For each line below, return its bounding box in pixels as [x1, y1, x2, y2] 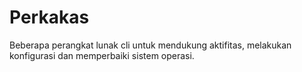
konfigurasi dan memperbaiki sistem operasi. [9, 49, 195, 61]
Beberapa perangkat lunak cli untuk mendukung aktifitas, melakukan [9, 39, 292, 51]
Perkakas [9, 6, 90, 29]
